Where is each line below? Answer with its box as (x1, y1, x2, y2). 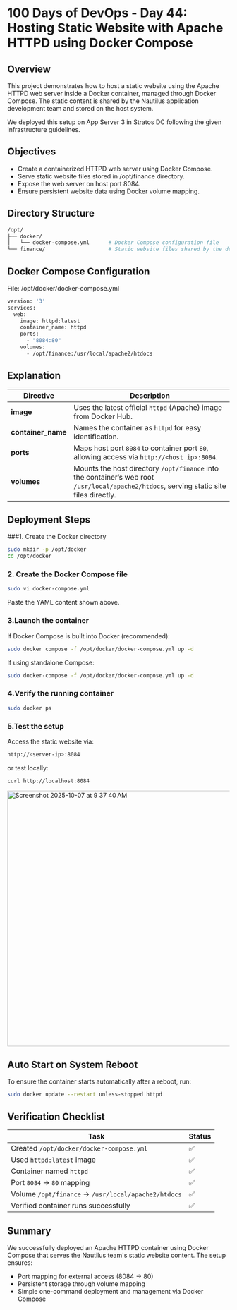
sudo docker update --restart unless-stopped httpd (7, 1091, 162, 1098)
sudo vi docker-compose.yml (7, 586, 90, 593)
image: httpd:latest (20, 317, 80, 325)
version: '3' (7, 298, 46, 305)
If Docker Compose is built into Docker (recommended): (7, 631, 171, 640)
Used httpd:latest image (11, 1155, 97, 1165)
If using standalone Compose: (7, 658, 95, 667)
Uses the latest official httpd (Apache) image (73, 402, 223, 412)
